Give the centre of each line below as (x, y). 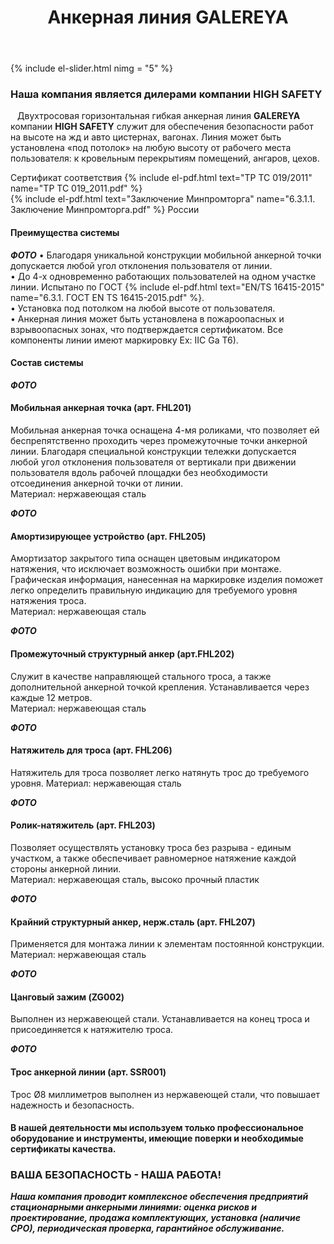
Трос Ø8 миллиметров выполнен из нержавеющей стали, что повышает (165, 1094)
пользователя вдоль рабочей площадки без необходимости (139, 473)
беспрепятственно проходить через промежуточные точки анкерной (159, 441)
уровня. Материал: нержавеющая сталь (96, 783)
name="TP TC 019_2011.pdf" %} (76, 188)
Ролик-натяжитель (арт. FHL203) (83, 825)
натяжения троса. (48, 601)
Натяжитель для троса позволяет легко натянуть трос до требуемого (160, 772)
